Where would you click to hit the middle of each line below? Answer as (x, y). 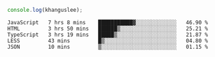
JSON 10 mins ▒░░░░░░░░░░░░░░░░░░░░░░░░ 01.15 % (108, 47)
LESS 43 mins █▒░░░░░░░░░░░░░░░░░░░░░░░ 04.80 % (108, 41)
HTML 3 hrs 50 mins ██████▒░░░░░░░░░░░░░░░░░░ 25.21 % (108, 28)
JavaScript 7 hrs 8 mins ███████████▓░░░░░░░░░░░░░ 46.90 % (108, 22)
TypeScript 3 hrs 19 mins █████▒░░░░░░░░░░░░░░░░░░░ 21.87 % (108, 35)
